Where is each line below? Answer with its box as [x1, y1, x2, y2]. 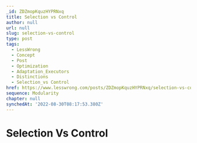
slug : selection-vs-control [6, 30, 75, 36]
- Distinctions [11, 74, 49, 80]
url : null [6, 25, 30, 31]
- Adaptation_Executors [11, 69, 69, 74]
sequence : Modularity [6, 90, 59, 96]
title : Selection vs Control [6, 14, 77, 20]
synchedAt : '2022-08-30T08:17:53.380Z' [6, 101, 104, 107]
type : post [6, 36, 33, 42]
